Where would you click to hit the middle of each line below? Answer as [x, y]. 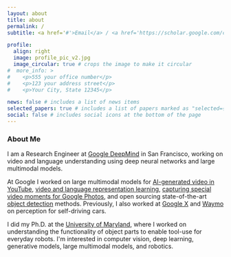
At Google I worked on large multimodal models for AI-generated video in [111, 182]
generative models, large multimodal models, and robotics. [90, 246]
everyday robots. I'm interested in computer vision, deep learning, [100, 239]
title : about [26, 20]
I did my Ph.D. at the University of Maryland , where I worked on [97, 225]
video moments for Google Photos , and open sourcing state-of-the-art [107, 197]
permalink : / [26, 26]
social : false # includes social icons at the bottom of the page [104, 115]
